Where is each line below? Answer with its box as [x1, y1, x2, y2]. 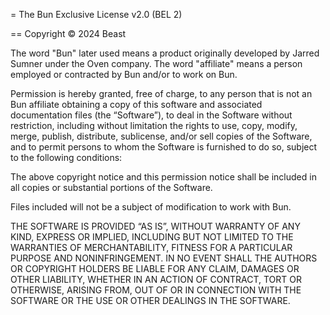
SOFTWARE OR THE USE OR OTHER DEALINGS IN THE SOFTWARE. [10, 295, 291, 306]
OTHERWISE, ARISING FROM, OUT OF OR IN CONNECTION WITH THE [10, 284, 302, 296]
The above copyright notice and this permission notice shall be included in [10, 171, 317, 183]
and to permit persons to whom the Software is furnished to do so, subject [10, 141, 318, 153]
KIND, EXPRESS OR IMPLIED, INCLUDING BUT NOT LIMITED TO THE [10, 231, 294, 243]
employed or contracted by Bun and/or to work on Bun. [10, 69, 238, 80]
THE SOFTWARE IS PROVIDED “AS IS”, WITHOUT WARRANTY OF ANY [10, 220, 301, 232]
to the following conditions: [10, 152, 123, 163]
